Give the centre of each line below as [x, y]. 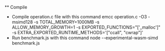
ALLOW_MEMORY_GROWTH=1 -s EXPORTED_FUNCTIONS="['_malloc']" [86, 27]
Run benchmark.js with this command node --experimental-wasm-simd [85, 38]
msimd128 [22, 22]
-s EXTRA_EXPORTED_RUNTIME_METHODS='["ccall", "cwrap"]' [77, 32]
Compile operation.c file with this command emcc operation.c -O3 [79, 17]
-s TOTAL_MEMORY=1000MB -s [67, 22]
